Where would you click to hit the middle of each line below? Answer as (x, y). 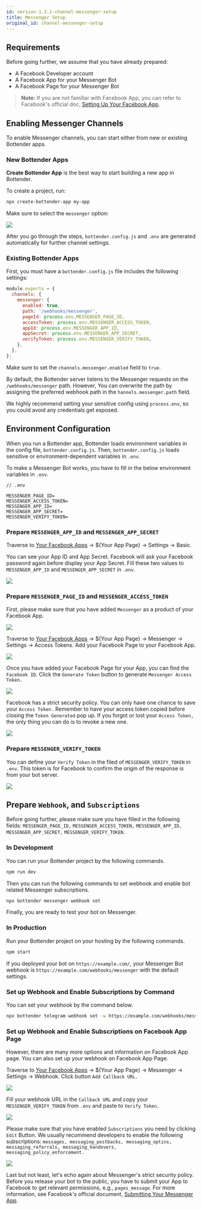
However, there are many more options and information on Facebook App (97, 1052)
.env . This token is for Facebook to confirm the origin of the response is (95, 768)
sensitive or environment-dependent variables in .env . (73, 456)
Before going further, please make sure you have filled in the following (93, 820)
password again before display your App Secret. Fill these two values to (95, 563)
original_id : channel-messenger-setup (55, 23)
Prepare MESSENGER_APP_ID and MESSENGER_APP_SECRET (83, 532)
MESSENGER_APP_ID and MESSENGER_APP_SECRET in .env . (71, 569)
